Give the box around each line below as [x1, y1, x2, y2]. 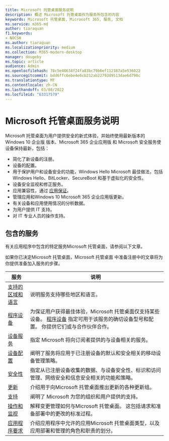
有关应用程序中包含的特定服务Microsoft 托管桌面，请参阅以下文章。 [5, 243, 145, 250]
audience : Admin [5, 64, 39, 69]
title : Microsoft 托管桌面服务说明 [5, 7, 74, 13]
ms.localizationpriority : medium [5, 45, 75, 50]
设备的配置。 [12, 162, 39, 169]
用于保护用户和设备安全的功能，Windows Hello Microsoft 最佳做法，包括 [12, 169, 163, 175]
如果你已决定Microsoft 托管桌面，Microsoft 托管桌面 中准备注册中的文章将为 [5, 254, 163, 260]
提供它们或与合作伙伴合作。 [46, 323, 112, 330]
